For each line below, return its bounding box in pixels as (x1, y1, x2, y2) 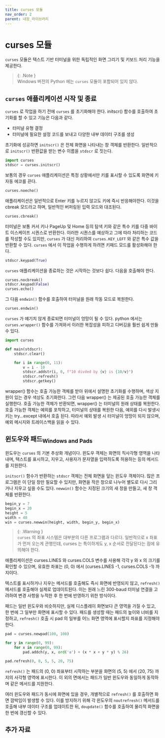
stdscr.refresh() (23, 374, 58, 379)
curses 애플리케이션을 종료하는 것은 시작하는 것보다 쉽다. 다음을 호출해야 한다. (5, 268, 155, 274)
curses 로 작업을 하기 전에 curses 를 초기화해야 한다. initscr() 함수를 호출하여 (5, 108, 153, 114)
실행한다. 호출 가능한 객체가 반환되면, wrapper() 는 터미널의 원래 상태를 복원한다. (5, 401, 161, 406)
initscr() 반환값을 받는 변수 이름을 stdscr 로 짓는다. (10, 148, 113, 154)
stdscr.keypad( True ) (5, 258, 48, 263)
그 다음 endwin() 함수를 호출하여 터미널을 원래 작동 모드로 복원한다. (5, 296, 134, 302)
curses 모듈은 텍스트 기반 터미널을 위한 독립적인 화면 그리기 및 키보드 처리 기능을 (5, 56, 160, 62)
